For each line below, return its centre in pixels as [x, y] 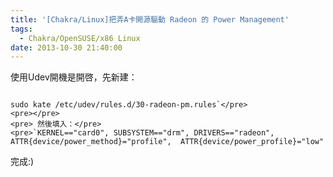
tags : [21, 29]
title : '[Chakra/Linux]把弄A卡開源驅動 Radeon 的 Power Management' [150, 19]
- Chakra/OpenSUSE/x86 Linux [80, 38]
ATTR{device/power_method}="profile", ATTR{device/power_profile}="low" [167, 142]
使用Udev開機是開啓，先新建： [74, 77]
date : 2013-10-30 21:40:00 [66, 47]
